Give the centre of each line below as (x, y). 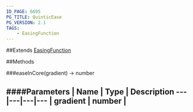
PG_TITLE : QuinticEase (34, 17)
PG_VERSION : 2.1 (26, 22)
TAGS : (13, 28)
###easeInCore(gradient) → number (50, 73)
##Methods (20, 62)
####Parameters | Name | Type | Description (90, 92)
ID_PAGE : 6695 (24, 11)
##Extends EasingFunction (39, 50)
